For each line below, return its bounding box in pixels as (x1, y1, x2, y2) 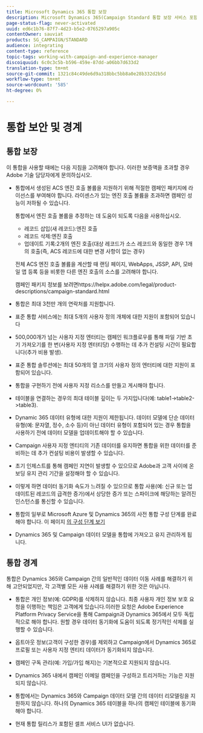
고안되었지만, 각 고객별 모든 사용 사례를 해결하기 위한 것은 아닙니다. (12, 583, 170, 590)
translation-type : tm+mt (6, 65, 69, 71)
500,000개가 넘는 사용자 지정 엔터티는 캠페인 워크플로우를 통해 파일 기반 (14, 333, 186, 340)
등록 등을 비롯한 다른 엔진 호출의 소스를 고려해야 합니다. (28, 268, 159, 275)
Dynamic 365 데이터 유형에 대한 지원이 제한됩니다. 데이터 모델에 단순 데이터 (14, 413, 195, 421)
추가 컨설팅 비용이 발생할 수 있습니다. (37, 449, 125, 456)
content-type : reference (6, 48, 69, 54)
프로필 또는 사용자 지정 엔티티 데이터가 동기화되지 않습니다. (14, 646, 154, 653)
